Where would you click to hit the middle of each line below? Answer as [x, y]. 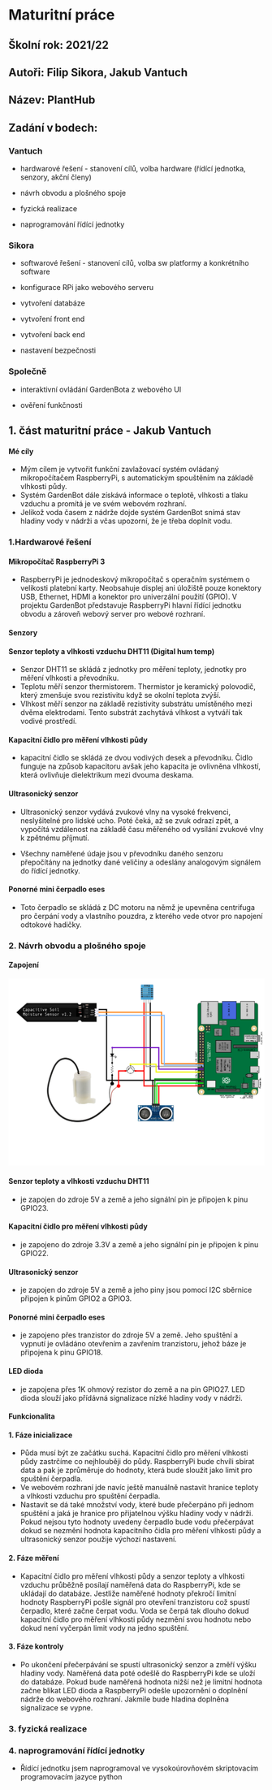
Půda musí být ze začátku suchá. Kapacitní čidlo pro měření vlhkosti [134, 1453]
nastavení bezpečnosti [58, 350]
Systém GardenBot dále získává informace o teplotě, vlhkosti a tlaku [134, 495]
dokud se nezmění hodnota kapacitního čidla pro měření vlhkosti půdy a [140, 1531]
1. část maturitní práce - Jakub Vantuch [110, 431]
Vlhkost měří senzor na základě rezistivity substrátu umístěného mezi [136, 704]
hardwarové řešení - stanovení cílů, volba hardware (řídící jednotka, [133, 169]
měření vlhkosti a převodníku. [69, 678]
